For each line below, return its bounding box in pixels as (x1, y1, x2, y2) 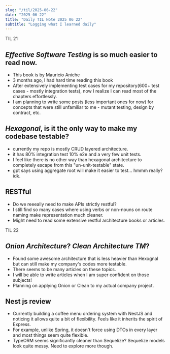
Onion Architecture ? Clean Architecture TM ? (5, 242, 150, 251)
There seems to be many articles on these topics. (12, 266, 116, 272)
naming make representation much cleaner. (12, 212, 104, 218)
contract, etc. (12, 110, 41, 116)
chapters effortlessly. (12, 94, 57, 100)
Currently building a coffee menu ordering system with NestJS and (12, 311, 153, 317)
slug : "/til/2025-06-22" (5, 7, 58, 13)
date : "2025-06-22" (5, 12, 47, 17)
